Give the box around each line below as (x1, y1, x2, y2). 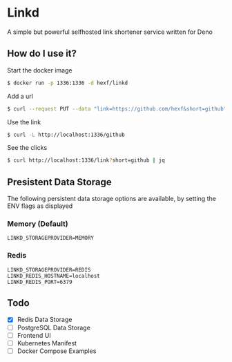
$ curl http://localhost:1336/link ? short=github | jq (7, 157, 166, 164)
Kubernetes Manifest (17, 339, 77, 347)
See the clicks (7, 144, 48, 152)
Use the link (7, 117, 41, 126)
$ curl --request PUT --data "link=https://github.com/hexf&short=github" (7, 105, 227, 112)
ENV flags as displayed (7, 202, 73, 210)
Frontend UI (17, 331, 51, 339)
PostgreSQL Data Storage (17, 323, 91, 332)
